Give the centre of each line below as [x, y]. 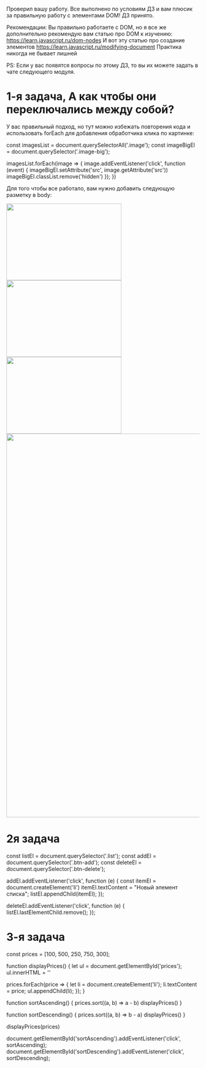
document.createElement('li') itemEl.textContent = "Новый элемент [92, 887]
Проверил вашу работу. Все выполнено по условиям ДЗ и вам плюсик [100, 9]
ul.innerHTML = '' [29, 972]
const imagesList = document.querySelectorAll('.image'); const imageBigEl [101, 145]
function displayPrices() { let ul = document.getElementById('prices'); [94, 965]
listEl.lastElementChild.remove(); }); [51, 912]
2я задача [33, 839]
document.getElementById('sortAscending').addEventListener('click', [94, 1038]
